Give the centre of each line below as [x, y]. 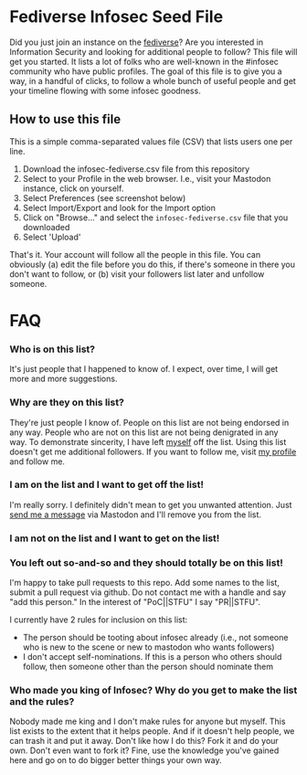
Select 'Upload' [52, 237]
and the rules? [42, 701]
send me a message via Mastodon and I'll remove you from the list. [136, 515]
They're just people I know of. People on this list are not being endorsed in [149, 422]
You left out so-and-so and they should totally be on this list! [146, 562]
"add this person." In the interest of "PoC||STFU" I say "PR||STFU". [135, 602]
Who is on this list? [53, 349]
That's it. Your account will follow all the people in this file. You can [135, 254]
